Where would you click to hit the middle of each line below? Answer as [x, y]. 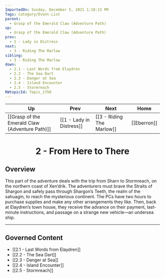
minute [12, 213]
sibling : [14, 55]
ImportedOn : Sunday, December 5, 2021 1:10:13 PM [57, 10]
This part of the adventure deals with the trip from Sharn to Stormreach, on [81, 181]
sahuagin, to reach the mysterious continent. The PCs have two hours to [78, 197]
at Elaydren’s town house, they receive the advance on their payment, [76, 207]
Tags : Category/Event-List [33, 14]
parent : [13, 19]
